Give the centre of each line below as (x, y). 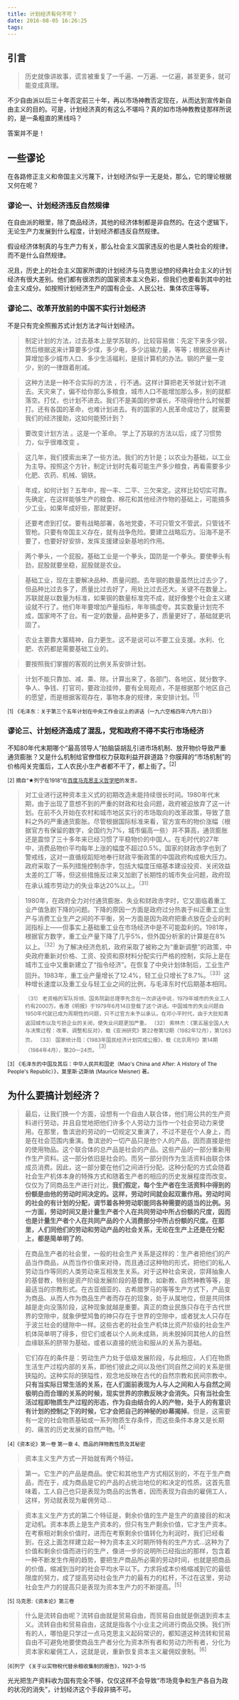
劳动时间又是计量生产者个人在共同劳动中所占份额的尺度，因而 (140, 1212)
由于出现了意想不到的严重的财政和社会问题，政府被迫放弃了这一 (131, 804)
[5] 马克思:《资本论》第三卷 (41, 1602)
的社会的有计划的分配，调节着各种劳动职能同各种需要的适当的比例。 (124, 1203)
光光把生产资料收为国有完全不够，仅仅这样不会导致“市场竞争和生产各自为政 (118, 1680)
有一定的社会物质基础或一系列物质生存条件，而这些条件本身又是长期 (124, 1420)
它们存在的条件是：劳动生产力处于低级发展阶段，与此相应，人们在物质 (128, 1358)
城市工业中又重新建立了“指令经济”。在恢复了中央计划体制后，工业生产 (127, 964)
